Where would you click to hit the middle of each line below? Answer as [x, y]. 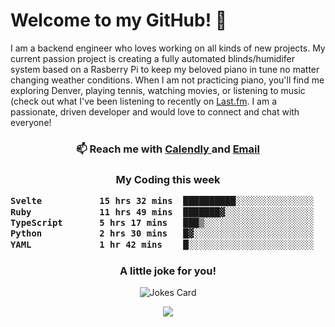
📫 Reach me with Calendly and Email [168, 149]
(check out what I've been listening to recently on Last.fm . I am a [143, 101]
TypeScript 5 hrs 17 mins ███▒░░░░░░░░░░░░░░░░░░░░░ [162, 222]
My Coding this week [168, 179]
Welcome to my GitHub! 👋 [119, 20]
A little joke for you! [168, 271]
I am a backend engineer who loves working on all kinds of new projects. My [168, 48]
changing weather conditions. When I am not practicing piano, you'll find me [167, 80]
